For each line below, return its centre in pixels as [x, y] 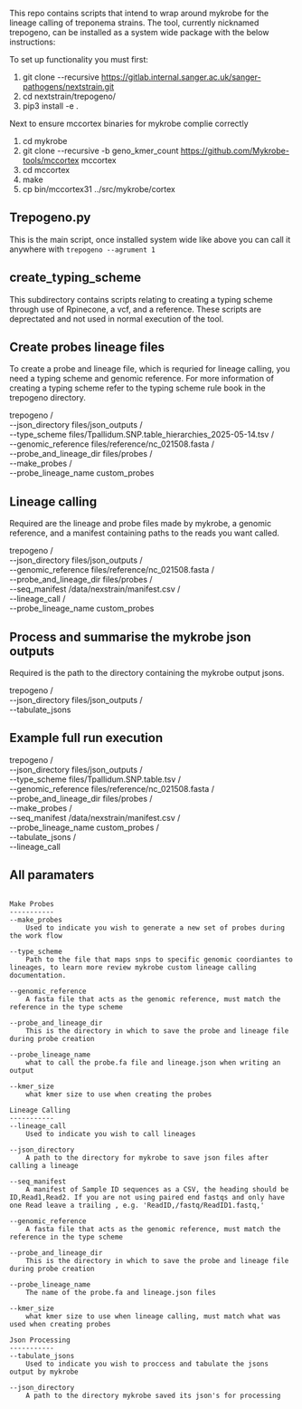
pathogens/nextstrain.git [68, 87]
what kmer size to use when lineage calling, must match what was [153, 1316]
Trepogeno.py [50, 218]
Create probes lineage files [87, 347]
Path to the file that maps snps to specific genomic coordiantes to [160, 960]
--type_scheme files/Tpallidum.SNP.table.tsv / [95, 779]
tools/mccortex [51, 160]
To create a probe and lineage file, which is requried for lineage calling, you [150, 369]
